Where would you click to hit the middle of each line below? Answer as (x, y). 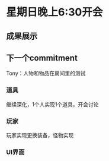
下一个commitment (42, 58)
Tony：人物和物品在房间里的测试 (46, 73)
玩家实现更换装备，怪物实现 (40, 135)
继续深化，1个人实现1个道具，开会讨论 (52, 104)
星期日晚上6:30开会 (54, 12)
